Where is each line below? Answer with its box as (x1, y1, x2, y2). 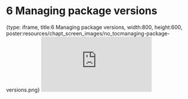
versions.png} (6, 86, 40, 93)
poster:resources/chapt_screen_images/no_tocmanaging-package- (6, 29, 170, 37)
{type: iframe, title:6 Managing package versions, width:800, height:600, (6, 24, 183, 31)
